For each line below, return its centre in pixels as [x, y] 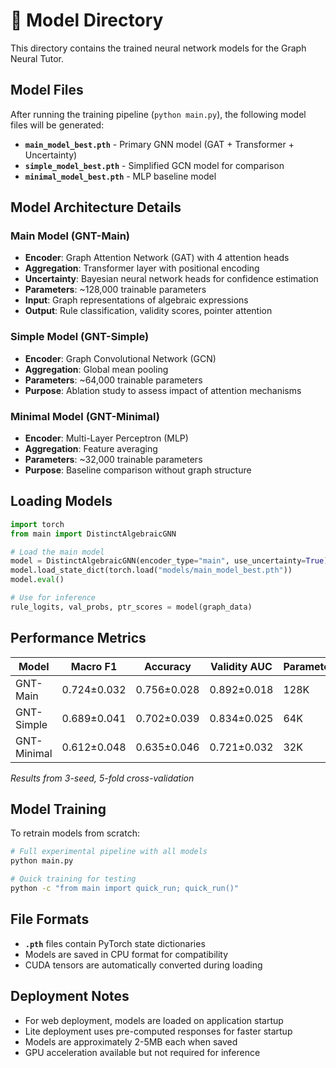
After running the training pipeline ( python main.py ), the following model [158, 114]
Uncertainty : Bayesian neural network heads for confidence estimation [171, 279]
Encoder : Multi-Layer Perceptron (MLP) [106, 438]
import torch [37, 524]
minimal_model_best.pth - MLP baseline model [120, 176]
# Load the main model [57, 552]
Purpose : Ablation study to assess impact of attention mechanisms [163, 390]
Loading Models [61, 501]
